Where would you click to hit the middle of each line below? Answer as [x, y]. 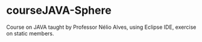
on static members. [30, 33]
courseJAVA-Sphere [59, 10]
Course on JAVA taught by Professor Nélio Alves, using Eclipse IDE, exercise [101, 27]
